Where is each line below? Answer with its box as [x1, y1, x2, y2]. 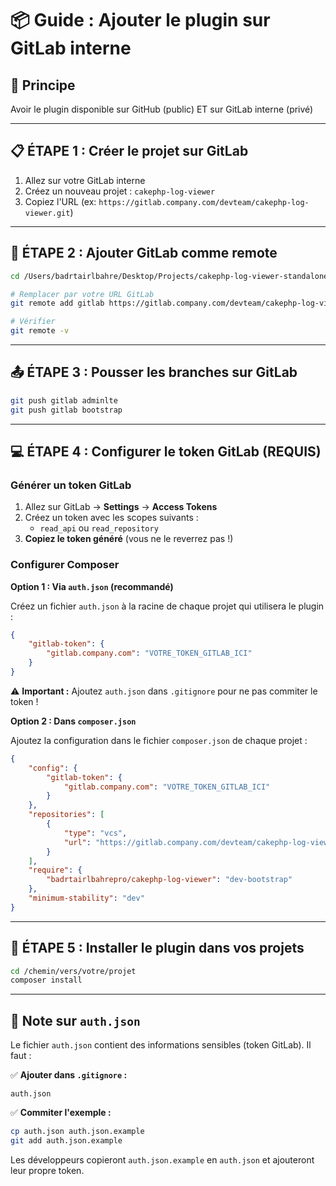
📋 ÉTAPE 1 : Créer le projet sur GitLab [10, 143, 249, 160]
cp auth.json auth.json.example [10, 1127, 145, 1137]
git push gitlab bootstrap [10, 405, 123, 415]
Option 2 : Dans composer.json [10, 715, 137, 727]
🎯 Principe [10, 77, 76, 94]
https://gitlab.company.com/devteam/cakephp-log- [98, 197, 310, 207]
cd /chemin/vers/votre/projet [10, 966, 137, 976]
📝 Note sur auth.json [10, 1012, 141, 1029]
